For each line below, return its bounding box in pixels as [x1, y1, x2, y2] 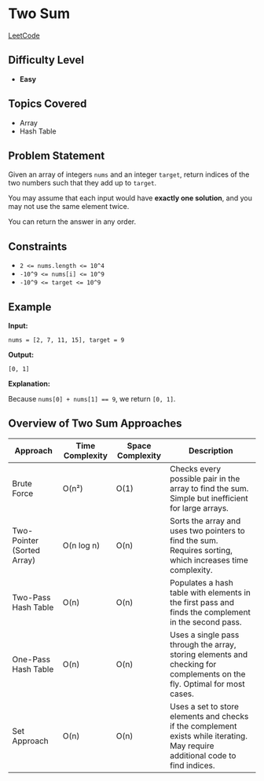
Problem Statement [8, 148, 105, 162]
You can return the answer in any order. [8, 217, 136, 226]
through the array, [170, 639, 236, 650]
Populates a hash [170, 577, 233, 588]
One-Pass [12, 654, 51, 665]
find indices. [170, 760, 215, 771]
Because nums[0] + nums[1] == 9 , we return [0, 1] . [8, 394, 176, 403]
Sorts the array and [170, 515, 241, 526]
